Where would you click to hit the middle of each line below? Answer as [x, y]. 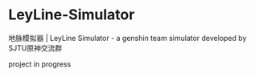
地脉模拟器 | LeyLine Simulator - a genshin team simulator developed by [127, 38]
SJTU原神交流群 [35, 48]
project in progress [40, 64]
